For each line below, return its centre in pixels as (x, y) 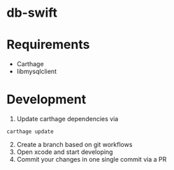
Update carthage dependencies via (67, 119)
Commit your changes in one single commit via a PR (92, 160)
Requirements (48, 45)
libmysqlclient (37, 72)
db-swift (32, 13)
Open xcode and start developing (65, 152)
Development (46, 100)
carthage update (30, 132)
